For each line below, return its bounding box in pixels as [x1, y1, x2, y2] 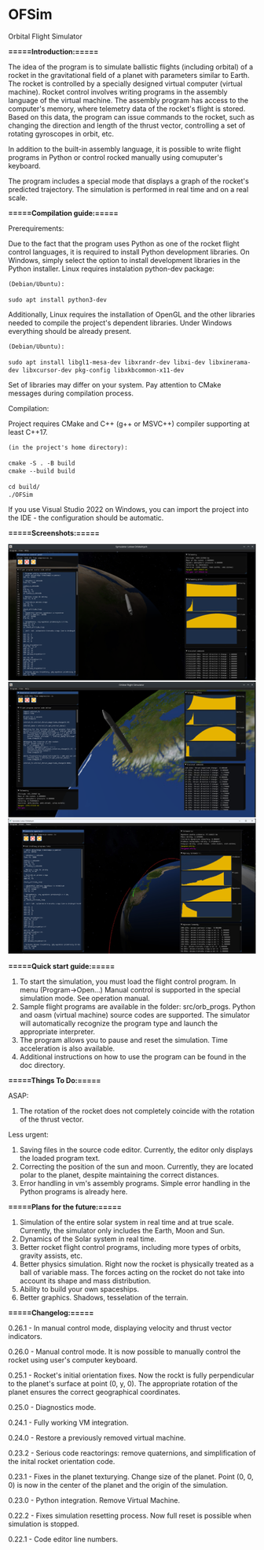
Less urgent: [8, 1130, 49, 1140]
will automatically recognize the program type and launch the [19, 1018, 218, 1029]
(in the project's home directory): [8, 443, 128, 451]
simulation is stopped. [8, 1519, 80, 1529]
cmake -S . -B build [8, 459, 76, 467]
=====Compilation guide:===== [8, 208, 119, 217]
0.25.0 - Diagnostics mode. [8, 1403, 97, 1412]
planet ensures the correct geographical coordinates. [8, 1388, 181, 1397]
